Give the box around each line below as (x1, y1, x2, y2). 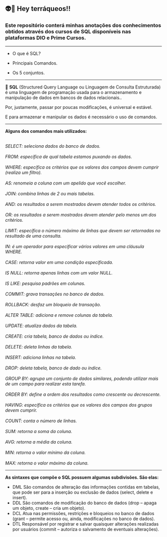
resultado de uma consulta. (5, 233, 62, 239)
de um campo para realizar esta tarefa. (5, 380, 86, 387)
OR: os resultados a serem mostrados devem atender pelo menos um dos (5, 211, 157, 218)
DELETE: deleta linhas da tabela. (5, 344, 73, 350)
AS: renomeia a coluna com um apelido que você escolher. (5, 180, 126, 186)
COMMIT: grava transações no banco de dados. (5, 291, 105, 297)
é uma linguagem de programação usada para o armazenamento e (5, 89, 142, 95)
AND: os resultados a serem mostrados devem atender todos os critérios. (5, 201, 157, 207)
